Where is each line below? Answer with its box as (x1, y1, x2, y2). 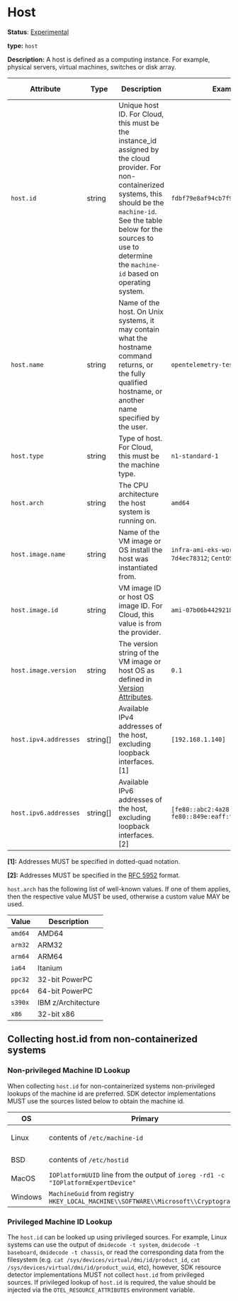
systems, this (118, 188, 163, 198)
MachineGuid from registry (48, 1188, 135, 1198)
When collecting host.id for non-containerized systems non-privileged (7, 1081, 215, 1090)
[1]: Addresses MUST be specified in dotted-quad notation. (7, 857, 181, 865)
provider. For (118, 162, 161, 172)
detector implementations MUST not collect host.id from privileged (7, 1270, 205, 1279)
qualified (118, 377, 147, 387)
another (118, 395, 145, 405)
